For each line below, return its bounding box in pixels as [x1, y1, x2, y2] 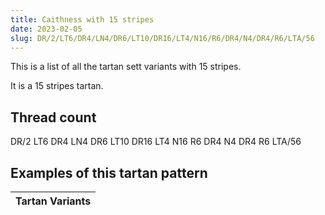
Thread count [10, 109, 97, 126]
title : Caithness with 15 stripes [10, 14, 155, 25]
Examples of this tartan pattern [10, 164, 208, 181]
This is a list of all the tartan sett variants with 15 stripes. [10, 61, 242, 73]
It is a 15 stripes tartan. [10, 80, 104, 92]
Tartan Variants [15, 194, 92, 208]
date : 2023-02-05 [10, 24, 83, 34]
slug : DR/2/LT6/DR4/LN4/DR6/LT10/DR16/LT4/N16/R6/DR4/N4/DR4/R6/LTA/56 [10, 33, 315, 43]
